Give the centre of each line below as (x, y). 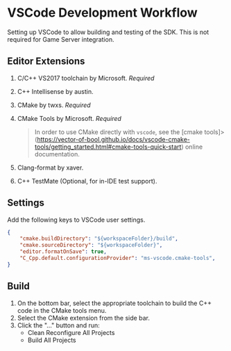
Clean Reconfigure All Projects (71, 332)
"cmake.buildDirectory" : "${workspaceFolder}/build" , (99, 239)
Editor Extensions (46, 62)
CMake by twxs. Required (54, 105)
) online (192, 147)
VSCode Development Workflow (102, 13)
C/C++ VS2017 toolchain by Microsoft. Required (86, 78)
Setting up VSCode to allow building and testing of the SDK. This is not (108, 32)
